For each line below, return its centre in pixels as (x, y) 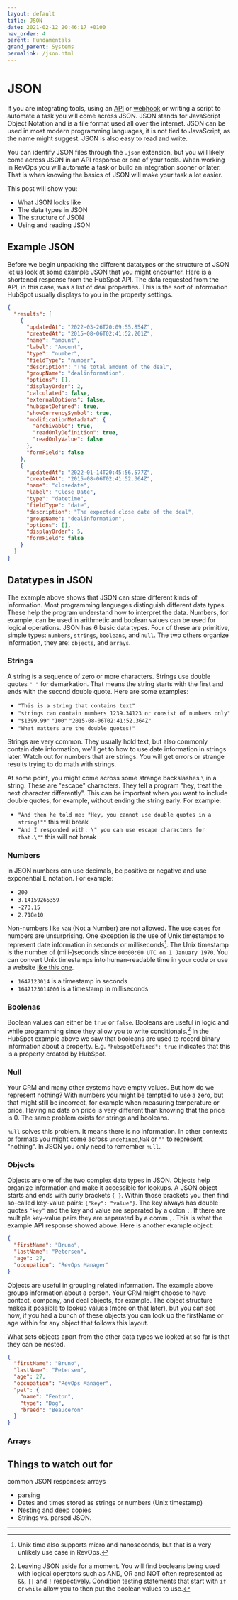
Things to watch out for (60, 1464)
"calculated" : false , (58, 393)
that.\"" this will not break (57, 837)
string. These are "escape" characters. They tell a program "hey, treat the (115, 785)
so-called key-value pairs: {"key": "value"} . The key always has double (113, 1203)
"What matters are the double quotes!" (76, 728)
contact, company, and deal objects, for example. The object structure (110, 1300)
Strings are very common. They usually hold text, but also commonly (108, 741)
